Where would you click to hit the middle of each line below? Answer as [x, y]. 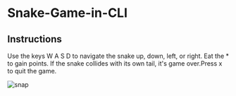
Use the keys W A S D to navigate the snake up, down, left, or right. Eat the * [118, 56]
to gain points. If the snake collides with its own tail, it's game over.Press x [115, 64]
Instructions [35, 39]
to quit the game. [32, 71]
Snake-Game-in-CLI [68, 13]
